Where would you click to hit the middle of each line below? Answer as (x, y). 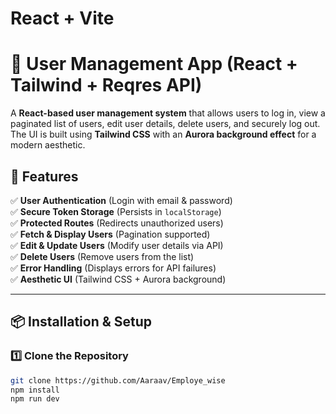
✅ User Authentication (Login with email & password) (121, 200)
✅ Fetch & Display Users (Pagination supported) (110, 234)
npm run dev (35, 399)
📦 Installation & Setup (81, 322)
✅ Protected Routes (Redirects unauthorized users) (117, 223)
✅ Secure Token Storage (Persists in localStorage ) (116, 211)
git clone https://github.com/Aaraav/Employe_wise (118, 380)
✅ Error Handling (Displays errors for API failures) (113, 268)
